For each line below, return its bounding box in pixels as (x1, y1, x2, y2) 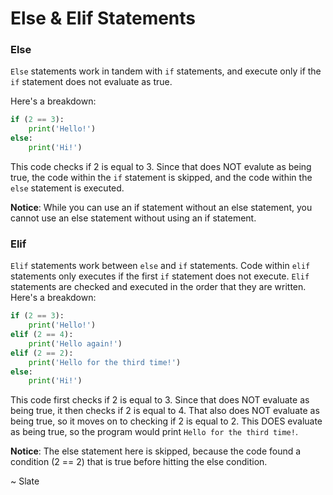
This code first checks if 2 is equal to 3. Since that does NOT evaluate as (10, 394, 310, 406)
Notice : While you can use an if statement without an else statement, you (10, 201, 313, 213)
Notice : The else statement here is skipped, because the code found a (10, 445, 302, 457)
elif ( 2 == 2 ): (10, 348, 74, 358)
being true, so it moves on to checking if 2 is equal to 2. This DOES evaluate (10, 415, 323, 427)
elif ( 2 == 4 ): (10, 330, 74, 340)
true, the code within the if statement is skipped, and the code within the (10, 171, 313, 183)
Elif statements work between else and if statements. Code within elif (10, 260, 311, 272)
